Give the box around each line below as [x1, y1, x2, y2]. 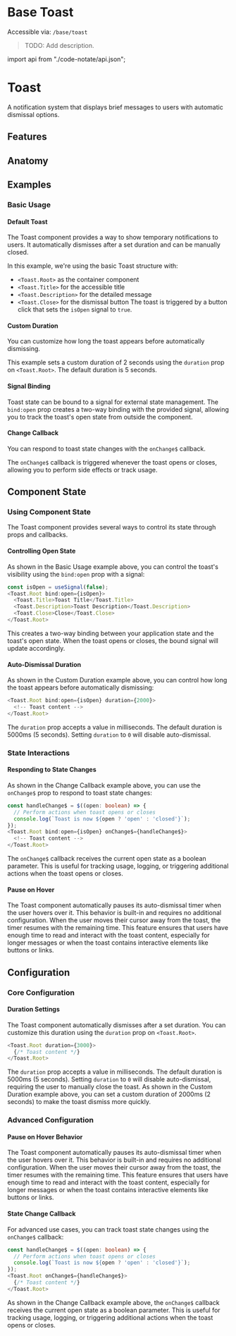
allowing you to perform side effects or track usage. [7, 465, 158, 474]
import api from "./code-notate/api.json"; [7, 54, 126, 63]
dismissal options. [7, 110, 60, 118]
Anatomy [7, 154, 49, 166]
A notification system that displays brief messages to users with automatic [7, 103, 223, 111]
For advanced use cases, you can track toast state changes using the [7, 1225, 209, 1234]
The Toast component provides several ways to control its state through [7, 523, 216, 532]
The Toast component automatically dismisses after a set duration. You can [7, 1020, 226, 1029]
